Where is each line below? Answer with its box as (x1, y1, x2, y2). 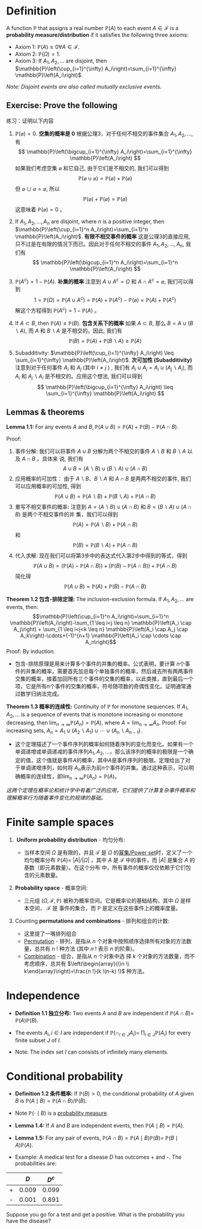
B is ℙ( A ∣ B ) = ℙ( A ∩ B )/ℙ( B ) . (14, 1097, 88, 1105)
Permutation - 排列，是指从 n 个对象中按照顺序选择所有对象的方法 (23, 937, 187, 944)
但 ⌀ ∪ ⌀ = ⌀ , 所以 (14, 185, 60, 193)
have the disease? (6, 1217, 51, 1224)
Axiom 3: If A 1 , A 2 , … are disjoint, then (14, 57, 107, 65)
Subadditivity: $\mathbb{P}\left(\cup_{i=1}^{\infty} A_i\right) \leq (14, 349, 174, 356)
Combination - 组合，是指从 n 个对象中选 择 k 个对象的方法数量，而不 (23, 952, 195, 959)
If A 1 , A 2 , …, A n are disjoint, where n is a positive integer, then (14, 218, 165, 226)
